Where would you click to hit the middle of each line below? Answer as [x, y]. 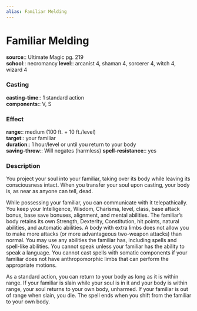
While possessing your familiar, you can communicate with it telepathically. [97, 203]
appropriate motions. [31, 265]
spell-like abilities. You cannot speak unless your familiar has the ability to [96, 247]
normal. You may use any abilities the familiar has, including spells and [91, 240]
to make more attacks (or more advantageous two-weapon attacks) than [94, 234]
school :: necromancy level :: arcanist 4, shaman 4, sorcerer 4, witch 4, [91, 63]
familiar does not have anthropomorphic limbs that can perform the [87, 259]
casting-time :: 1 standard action [45, 97]
